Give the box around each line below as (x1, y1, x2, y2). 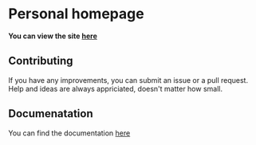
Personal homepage (8, 5, 145, 23)
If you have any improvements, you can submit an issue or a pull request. (8, 75, 249, 84)
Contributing (8, 54, 73, 68)
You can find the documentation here (8, 128, 131, 138)
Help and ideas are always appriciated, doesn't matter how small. (8, 84, 223, 93)
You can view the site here (8, 31, 97, 41)
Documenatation (8, 107, 93, 120)
